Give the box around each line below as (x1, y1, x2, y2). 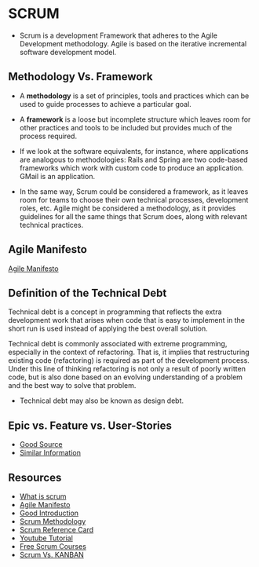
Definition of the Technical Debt (8, 286, 167, 299)
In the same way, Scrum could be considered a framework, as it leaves (19, 186, 249, 196)
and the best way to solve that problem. (8, 381, 137, 390)
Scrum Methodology (19, 517, 86, 526)
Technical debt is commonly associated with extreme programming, (8, 339, 228, 349)
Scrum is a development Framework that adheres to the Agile (19, 31, 218, 40)
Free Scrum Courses (19, 542, 86, 551)
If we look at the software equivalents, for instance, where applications (19, 146, 249, 155)
